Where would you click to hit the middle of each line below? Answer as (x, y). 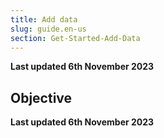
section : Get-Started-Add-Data (75, 38)
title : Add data (44, 19)
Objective (41, 97)
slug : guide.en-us (48, 29)
